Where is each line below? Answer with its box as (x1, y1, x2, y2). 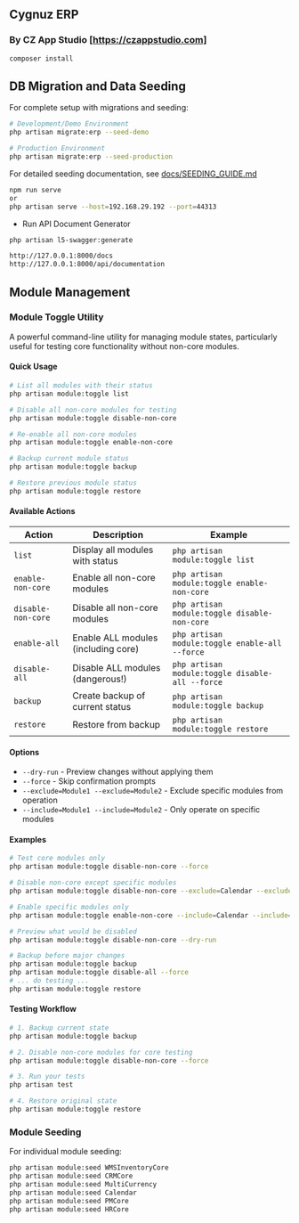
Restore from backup (72, 718, 161, 730)
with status (72, 554, 118, 567)
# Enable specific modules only (9, 902, 129, 911)
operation (21, 795, 58, 805)
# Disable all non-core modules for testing (9, 405, 177, 414)
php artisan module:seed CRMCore (9, 1171, 133, 1181)
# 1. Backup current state (9, 1023, 109, 1032)
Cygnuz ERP (9, 7, 79, 22)
